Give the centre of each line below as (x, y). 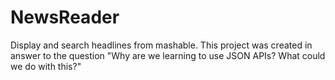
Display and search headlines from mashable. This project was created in (161, 45)
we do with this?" (46, 66)
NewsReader (65, 17)
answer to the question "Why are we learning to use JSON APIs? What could (168, 55)
